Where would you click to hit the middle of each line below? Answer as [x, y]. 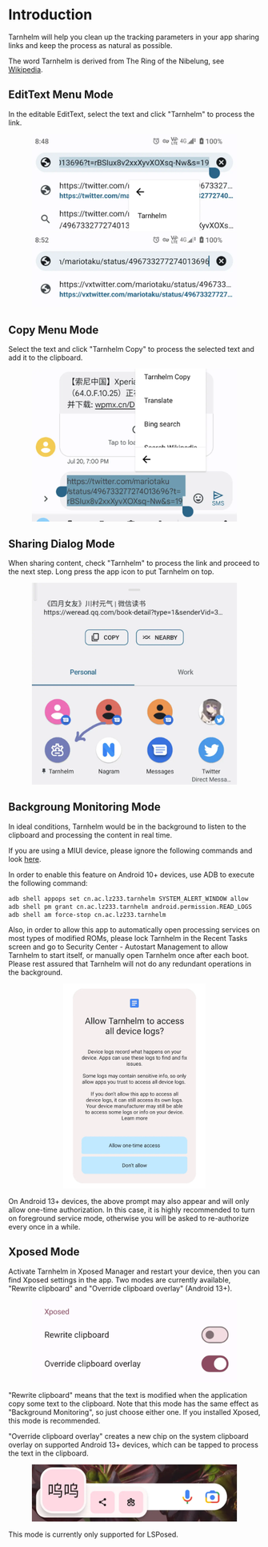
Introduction [50, 15]
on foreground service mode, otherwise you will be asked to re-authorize [129, 1218]
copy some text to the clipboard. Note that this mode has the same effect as [134, 1404]
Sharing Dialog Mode [62, 544]
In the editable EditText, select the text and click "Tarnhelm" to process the [132, 114]
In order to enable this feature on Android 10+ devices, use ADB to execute [132, 874]
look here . [25, 858]
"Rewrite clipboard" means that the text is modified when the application [128, 1396]
